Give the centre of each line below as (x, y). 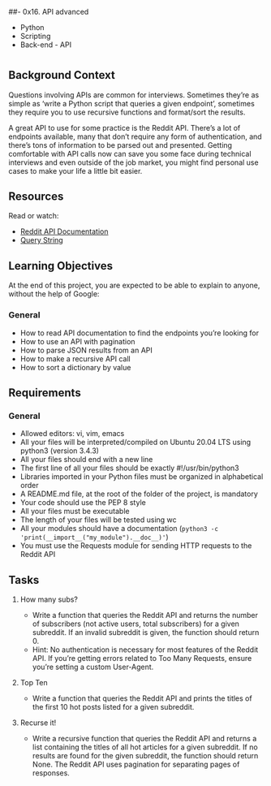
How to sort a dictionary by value (75, 367)
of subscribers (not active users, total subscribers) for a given (135, 624)
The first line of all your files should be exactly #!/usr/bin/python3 (129, 468)
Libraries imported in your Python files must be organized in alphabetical (142, 477)
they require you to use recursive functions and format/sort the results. (127, 112)
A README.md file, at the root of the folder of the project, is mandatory (139, 494)
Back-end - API (45, 45)
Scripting (35, 36)
